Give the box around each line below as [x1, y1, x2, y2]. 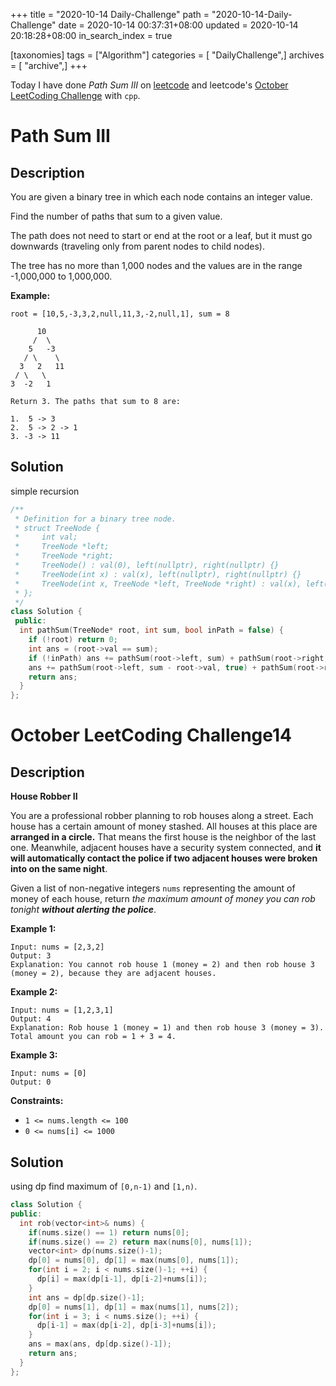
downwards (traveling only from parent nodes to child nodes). [10, 240, 265, 252]
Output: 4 [10, 1014, 52, 1024]
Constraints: [10, 1095, 64, 1107]
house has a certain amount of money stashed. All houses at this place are [10, 820, 318, 833]
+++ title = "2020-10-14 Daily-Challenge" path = [10, 9, 210, 20]
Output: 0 [10, 1077, 52, 1088]
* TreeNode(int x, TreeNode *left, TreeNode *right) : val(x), [14, 579, 302, 589]
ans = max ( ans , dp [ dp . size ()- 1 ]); [28, 1339, 172, 1349]
